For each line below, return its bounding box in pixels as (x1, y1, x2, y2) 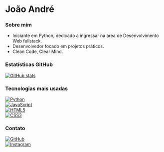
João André (5, 3, 55, 15)
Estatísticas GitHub (5, 61, 53, 68)
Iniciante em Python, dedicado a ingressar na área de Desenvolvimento (12, 32, 159, 38)
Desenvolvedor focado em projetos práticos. (12, 43, 104, 49)
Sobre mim (5, 21, 32, 28)
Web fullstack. (12, 38, 42, 44)
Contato (5, 125, 25, 131)
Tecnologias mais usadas (5, 85, 68, 92)
